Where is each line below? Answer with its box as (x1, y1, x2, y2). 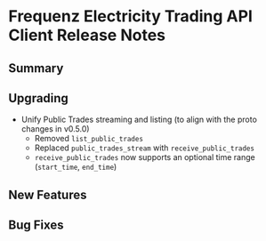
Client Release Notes (8, 25, 166, 45)
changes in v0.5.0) (20, 124, 90, 134)
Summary (8, 60, 64, 76)
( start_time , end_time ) (34, 162, 117, 173)
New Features (8, 187, 87, 202)
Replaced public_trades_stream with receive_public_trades (34, 142, 255, 153)
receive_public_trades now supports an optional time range (34, 152, 255, 163)
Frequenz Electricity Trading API (8, 6, 253, 27)
